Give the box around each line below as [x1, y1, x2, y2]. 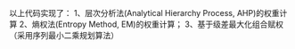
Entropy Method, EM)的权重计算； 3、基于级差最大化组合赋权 [57, 19, 283, 29]
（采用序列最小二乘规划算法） [9, 30, 119, 40]
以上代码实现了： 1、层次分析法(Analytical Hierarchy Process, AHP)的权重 [9, 8, 280, 18]
